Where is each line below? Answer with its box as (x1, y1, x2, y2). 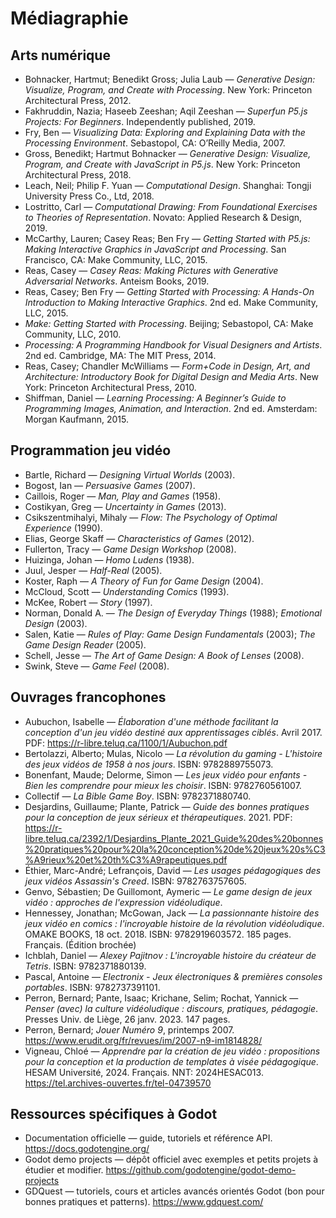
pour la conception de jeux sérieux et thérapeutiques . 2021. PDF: (24, 811, 293, 823)
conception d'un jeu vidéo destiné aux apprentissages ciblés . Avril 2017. (24, 726, 323, 738)
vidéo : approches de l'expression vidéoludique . (24, 896, 223, 908)
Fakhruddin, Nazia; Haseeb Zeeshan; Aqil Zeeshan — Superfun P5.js (24, 105, 308, 117)
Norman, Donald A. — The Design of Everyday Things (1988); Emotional (24, 607, 323, 619)
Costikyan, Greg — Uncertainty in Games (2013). (24, 500, 227, 512)
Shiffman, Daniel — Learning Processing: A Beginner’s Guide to (24, 392, 287, 404)
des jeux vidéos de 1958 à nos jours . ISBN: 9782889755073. (24, 758, 274, 770)
